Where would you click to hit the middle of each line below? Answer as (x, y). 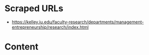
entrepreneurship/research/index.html (50, 27)
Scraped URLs (34, 9)
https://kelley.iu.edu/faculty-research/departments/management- (78, 22)
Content (22, 47)
